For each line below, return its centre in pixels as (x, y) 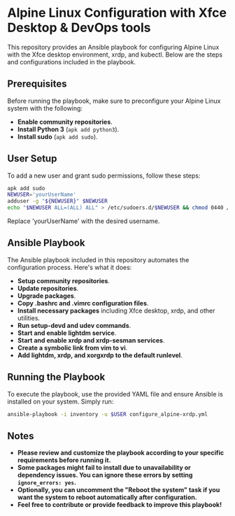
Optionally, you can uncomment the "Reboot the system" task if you (119, 490)
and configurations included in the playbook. (72, 62)
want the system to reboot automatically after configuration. (107, 497)
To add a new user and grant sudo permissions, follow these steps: (104, 175)
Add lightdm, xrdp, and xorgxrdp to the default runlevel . (100, 355)
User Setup (32, 159)
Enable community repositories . (65, 122)
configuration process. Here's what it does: (70, 267)
